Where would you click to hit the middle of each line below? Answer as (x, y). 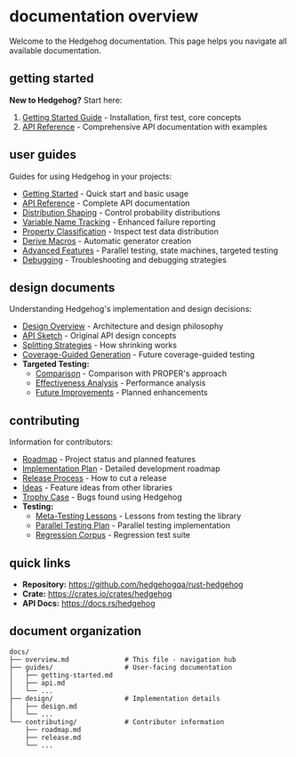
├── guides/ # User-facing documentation (121, 667)
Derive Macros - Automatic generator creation (107, 240)
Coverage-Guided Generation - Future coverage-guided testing (138, 354)
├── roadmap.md (53, 729)
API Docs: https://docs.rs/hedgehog (88, 603)
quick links (40, 563)
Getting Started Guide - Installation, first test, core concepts (132, 117)
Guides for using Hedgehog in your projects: (90, 176)
